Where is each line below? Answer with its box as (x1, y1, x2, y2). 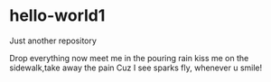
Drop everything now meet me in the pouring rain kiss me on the (9, 52, 249, 63)
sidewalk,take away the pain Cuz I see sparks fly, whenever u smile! (9, 62, 263, 73)
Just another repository (9, 35, 98, 46)
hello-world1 (9, 5, 106, 26)
